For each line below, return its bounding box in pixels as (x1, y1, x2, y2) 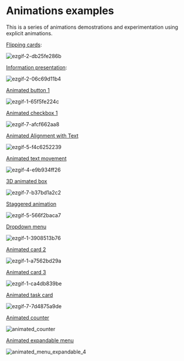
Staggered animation (6, 200, 57, 207)
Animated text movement (6, 154, 67, 162)
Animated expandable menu (6, 336, 74, 344)
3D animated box (6, 177, 47, 184)
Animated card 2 (6, 245, 46, 253)
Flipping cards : (6, 41, 42, 48)
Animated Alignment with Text (6, 132, 79, 139)
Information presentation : (6, 63, 67, 71)
